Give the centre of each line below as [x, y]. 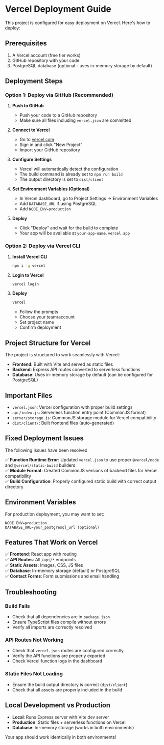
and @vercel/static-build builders [40, 465]
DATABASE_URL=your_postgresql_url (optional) [52, 527]
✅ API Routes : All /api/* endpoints [40, 560]
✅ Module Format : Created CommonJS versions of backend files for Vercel [81, 470]
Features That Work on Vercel [51, 542]
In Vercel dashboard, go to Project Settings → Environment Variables [89, 199]
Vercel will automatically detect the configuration [69, 169]
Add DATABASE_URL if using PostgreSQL [58, 204]
